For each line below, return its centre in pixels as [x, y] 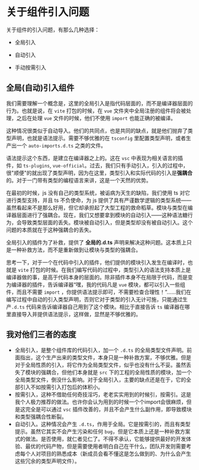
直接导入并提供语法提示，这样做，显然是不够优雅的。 [76, 314]
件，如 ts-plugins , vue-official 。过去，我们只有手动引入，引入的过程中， [97, 165]
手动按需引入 [30, 67]
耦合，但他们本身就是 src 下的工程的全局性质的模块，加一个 [119, 372]
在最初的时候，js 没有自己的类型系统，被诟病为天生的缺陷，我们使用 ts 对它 [98, 192]
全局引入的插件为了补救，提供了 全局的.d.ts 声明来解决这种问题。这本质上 [96, 242]
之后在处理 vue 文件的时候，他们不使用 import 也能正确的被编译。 [96, 118]
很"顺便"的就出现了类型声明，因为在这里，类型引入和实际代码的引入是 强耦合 [99, 173]
